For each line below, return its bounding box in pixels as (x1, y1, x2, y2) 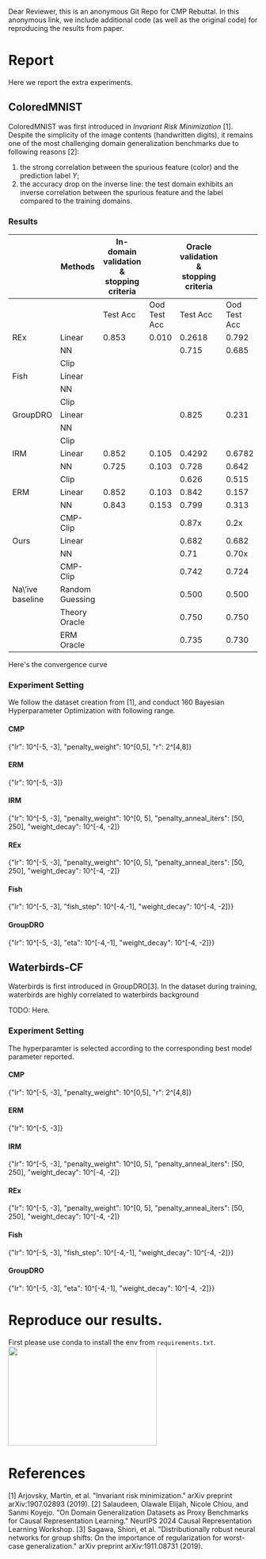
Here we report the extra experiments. (8, 77, 133, 86)
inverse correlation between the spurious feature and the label (19, 187, 223, 197)
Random (59, 584, 91, 595)
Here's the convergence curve (8, 660, 108, 670)
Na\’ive (12, 584, 38, 595)
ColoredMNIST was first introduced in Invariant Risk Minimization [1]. (8, 121, 234, 131)
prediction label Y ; (19, 171, 80, 180)
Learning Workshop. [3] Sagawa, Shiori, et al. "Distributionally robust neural (8, 1524, 256, 1534)
